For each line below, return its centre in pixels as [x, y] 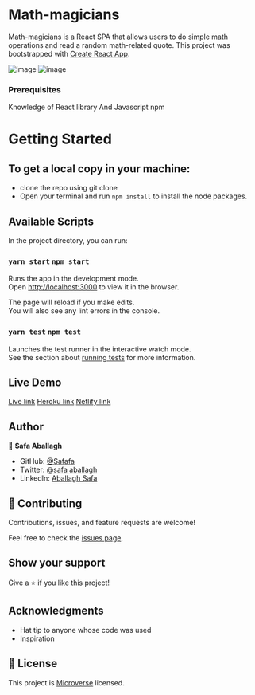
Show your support [57, 563]
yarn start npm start [49, 261]
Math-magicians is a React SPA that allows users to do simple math [118, 37]
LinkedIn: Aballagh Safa [58, 478]
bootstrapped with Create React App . [69, 53]
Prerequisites [35, 89]
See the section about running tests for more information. [102, 357]
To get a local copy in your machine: [99, 169]
